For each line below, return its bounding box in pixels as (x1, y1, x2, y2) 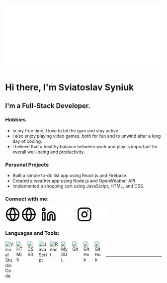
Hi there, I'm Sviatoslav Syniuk (5, 82, 134, 93)
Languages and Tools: (5, 230, 60, 237)
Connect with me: (5, 195, 49, 202)
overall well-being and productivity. (12, 149, 85, 155)
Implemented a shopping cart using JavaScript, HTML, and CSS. (12, 183, 145, 189)
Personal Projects (5, 161, 49, 168)
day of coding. (12, 138, 42, 144)
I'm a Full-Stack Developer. (5, 101, 91, 110)
